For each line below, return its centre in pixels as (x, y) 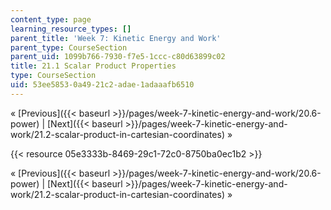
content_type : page (51, 19)
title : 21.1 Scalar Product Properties (93, 66)
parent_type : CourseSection (69, 47)
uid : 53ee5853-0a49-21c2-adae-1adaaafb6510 (102, 85)
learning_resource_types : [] (71, 29)
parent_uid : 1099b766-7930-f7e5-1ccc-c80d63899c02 (118, 57)
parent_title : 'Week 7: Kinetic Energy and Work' (116, 38)
